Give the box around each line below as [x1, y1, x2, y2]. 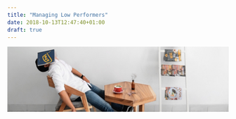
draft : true [7, 26, 42, 33]
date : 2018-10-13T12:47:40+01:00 [7, 18, 105, 26]
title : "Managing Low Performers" [7, 11, 109, 18]
